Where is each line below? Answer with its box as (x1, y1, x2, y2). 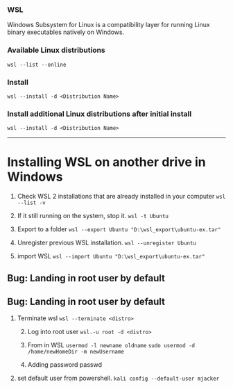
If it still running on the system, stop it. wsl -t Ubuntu (17, 212, 169, 220)
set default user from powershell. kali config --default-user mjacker (17, 374, 220, 383)
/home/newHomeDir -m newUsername (27, 349, 125, 356)
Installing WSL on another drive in (7, 154, 206, 170)
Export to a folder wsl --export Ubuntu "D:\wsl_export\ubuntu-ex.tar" (17, 225, 221, 233)
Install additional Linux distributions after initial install (7, 109, 192, 119)
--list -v (17, 199, 46, 206)
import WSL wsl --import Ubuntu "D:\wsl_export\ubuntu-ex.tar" (17, 252, 205, 260)
